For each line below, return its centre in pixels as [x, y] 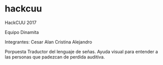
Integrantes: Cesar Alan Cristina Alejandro [48, 42]
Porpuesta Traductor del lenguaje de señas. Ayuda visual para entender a [81, 51]
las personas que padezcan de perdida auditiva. [55, 57]
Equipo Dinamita [22, 32]
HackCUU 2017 [21, 22]
